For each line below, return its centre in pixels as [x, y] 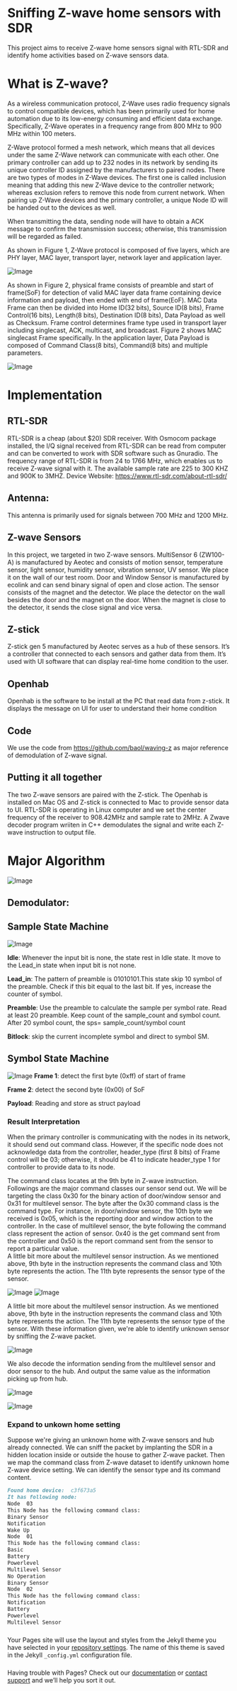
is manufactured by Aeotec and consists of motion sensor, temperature [119, 562]
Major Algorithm [56, 860]
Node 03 [20, 1504]
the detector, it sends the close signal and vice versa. [85, 607]
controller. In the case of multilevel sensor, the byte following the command [117, 1226]
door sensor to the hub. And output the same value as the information [109, 1371]
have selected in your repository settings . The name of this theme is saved [116, 1647]
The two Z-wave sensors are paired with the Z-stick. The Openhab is [108, 794]
